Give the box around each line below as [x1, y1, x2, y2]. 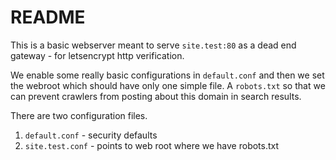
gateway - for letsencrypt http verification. [10, 49, 185, 61]
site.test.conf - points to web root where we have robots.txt [24, 139, 280, 151]
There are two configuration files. [10, 109, 148, 121]
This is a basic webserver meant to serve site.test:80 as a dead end [10, 39, 297, 51]
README [10, 6, 86, 29]
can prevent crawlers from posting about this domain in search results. [10, 90, 302, 102]
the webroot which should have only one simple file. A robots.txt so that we [10, 79, 326, 91]
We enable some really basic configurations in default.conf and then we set [10, 69, 325, 81]
